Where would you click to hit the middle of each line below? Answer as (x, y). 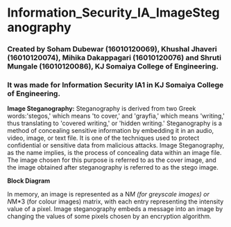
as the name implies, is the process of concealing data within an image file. (114, 153)
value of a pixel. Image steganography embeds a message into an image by (115, 209)
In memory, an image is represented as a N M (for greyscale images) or (108, 194)
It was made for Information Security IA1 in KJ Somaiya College (115, 85)
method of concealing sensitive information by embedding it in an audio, (111, 131)
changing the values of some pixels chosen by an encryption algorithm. (109, 217)
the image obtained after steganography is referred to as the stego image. (113, 167)
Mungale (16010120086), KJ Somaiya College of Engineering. (113, 66)
